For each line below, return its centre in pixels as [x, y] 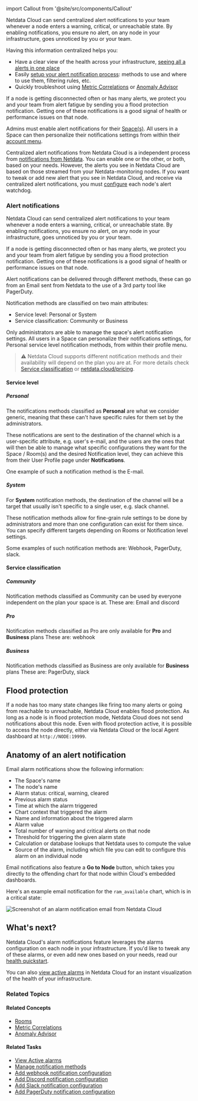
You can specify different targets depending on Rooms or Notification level [97, 530]
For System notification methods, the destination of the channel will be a [95, 500]
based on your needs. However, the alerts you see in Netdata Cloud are [93, 165]
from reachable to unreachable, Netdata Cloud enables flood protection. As [98, 711]
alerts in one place [37, 68]
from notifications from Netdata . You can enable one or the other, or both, [96, 159]
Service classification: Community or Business [71, 321]
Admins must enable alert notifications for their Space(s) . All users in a [92, 129]
